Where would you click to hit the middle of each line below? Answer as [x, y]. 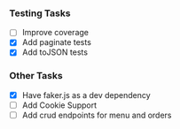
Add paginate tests [56, 42]
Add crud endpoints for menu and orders [97, 115]
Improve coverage [55, 33]
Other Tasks [36, 76]
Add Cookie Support [59, 105]
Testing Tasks [40, 13]
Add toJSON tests [55, 52]
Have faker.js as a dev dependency [86, 95]
